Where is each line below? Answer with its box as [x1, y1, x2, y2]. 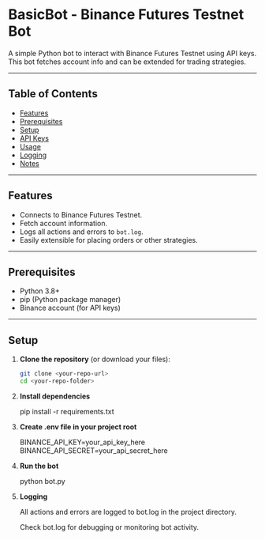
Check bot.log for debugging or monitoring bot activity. [19, 522, 200, 531]
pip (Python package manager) [19, 295, 121, 304]
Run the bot [19, 461, 59, 470]
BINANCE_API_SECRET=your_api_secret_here [19, 445, 168, 455]
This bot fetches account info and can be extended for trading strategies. [8, 57, 247, 66]
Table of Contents [8, 87, 99, 100]
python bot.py [19, 476, 65, 485]
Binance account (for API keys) [19, 303, 121, 313]
